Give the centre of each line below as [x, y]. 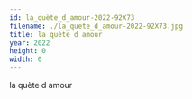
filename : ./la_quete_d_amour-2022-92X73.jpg [96, 26]
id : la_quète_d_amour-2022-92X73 [72, 18]
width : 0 [26, 59]
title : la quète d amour [56, 34]
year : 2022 [30, 43]
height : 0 [28, 51]
